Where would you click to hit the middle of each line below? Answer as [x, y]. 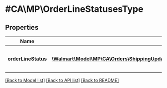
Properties [22, 27]
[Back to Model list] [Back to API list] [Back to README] [62, 80]
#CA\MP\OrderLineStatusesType [74, 9]
